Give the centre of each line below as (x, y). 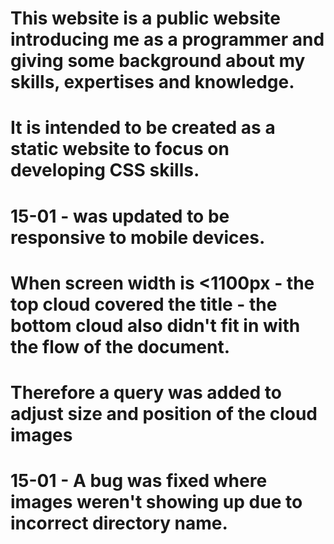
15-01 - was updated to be (120, 216)
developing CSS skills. (105, 170)
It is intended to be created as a (143, 128)
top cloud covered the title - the (144, 304)
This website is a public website (145, 18)
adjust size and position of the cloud (164, 413)
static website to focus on (120, 149)
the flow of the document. (120, 346)
